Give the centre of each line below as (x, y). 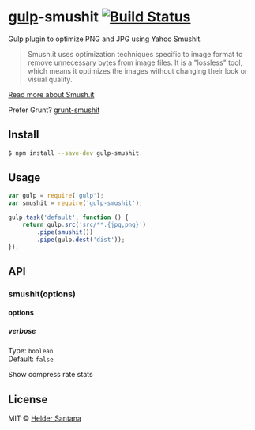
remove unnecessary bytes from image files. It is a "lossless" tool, (135, 62)
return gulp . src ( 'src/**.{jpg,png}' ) (84, 225)
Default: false (31, 359)
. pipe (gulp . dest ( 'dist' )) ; (81, 240)
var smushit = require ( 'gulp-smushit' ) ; (76, 203)
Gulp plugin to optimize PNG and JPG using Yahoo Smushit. (105, 39)
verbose (22, 331)
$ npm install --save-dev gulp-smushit (74, 153)
